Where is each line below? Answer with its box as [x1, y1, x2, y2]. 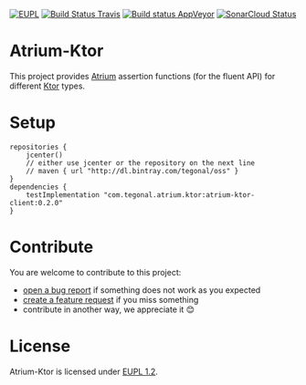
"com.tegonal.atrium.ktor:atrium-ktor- [103, 190, 256, 200]
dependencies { [9, 182, 68, 192]
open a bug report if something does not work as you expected [22, 284, 261, 296]
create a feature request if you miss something [22, 294, 199, 305]
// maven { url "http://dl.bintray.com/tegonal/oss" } [26, 166, 239, 175]
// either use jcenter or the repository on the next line [26, 158, 256, 168]
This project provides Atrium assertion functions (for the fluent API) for [9, 70, 276, 81]
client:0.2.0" [9, 198, 64, 207]
